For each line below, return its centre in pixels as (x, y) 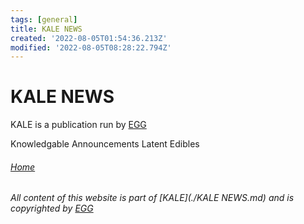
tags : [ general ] (44, 19)
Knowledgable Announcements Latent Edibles (105, 144)
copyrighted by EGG (52, 208)
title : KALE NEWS (46, 29)
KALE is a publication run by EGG (78, 125)
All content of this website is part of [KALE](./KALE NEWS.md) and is (152, 198)
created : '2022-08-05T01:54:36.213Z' (89, 38)
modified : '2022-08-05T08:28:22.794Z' (91, 47)
